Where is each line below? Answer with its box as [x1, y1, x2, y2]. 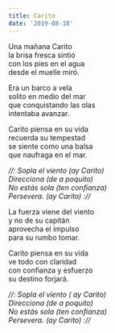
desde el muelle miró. [8, 67, 80, 77]
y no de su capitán [8, 215, 70, 225]
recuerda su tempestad [8, 132, 86, 142]
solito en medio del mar [8, 91, 86, 101]
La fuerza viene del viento [8, 206, 95, 216]
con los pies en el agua [8, 58, 85, 69]
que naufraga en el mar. [8, 150, 88, 160]
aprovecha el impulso [8, 223, 80, 234]
